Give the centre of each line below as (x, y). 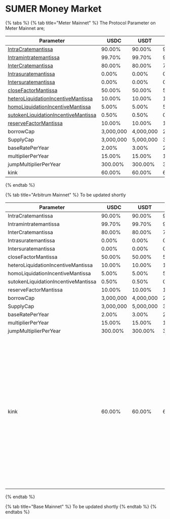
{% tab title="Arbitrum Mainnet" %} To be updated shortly (66, 195)
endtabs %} (18, 512)
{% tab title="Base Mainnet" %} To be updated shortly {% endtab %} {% (81, 506)
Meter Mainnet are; (25, 28)
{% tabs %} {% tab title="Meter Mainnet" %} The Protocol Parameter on (80, 23)
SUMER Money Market (54, 9)
